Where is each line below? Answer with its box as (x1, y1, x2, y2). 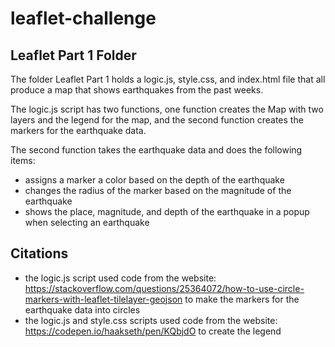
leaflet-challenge (10, 7, 157, 30)
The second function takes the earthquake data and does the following (10, 144, 303, 156)
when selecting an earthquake (24, 217, 150, 228)
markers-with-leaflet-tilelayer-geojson (24, 293, 183, 305)
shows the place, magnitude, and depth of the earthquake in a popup (24, 206, 310, 217)
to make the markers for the (184, 293, 300, 305)
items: (10, 155, 36, 166)
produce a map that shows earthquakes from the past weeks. (10, 84, 264, 96)
